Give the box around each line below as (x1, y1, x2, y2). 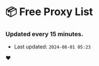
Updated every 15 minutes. (5, 30, 84, 39)
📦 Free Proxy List (5, 5, 93, 19)
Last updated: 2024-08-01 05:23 (13, 43, 91, 50)
